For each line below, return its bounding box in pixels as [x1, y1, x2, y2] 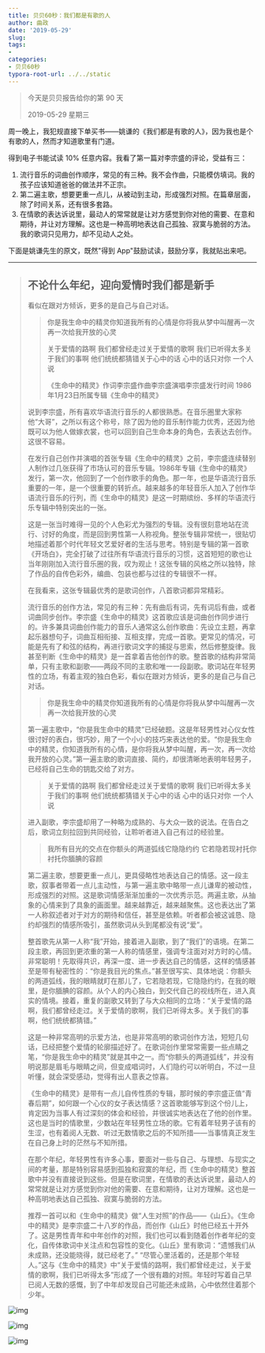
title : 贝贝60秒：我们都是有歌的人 [8, 11, 111, 20]
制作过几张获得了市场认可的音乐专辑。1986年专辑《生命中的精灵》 [34, 463, 251, 473]
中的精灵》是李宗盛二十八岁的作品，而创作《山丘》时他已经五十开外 [27, 1220, 249, 1231]
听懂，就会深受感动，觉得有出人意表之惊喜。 [27, 1072, 174, 1082]
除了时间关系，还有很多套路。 [19, 199, 117, 209]
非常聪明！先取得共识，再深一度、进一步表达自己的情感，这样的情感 [27, 956, 249, 966]
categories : [8, 56, 47, 64]
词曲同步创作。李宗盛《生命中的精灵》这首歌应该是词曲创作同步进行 [27, 612, 249, 622]
